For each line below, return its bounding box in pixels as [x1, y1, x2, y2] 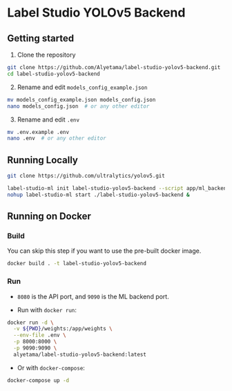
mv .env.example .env [7, 128, 70, 135]
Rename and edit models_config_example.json [17, 83, 148, 91]
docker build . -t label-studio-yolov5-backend [7, 260, 147, 267]
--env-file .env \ [13, 332, 67, 339]
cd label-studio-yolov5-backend [7, 70, 100, 77]
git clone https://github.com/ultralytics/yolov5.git [7, 173, 166, 180]
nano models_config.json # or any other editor [7, 102, 150, 110]
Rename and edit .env [17, 115, 80, 124]
